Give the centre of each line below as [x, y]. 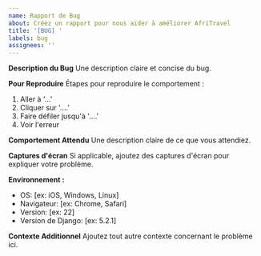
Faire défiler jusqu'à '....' [59, 116]
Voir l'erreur [40, 125]
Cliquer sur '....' [45, 108]
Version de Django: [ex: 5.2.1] [68, 221]
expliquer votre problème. [51, 164]
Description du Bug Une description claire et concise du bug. [110, 68]
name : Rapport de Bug [44, 16]
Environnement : [36, 180]
